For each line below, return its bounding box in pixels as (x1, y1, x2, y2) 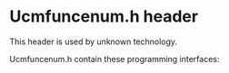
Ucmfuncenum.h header (9, 6, 198, 27)
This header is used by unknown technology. (9, 36, 178, 47)
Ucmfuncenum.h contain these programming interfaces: (9, 53, 220, 64)
